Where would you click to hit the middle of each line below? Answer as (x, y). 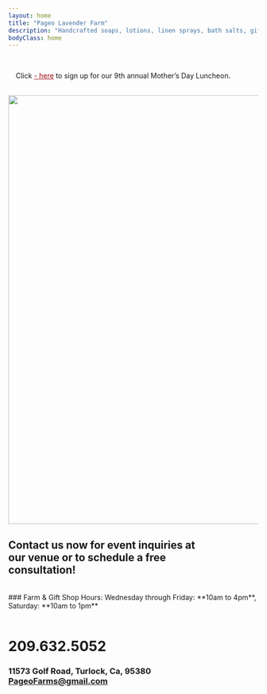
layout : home (30, 16)
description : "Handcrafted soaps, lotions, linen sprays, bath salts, (128, 30)
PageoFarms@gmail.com (58, 681)
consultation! (42, 570)
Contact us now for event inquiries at (102, 545)
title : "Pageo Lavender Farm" (58, 23)
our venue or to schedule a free (87, 557)
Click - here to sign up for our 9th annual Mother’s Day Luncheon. (123, 76)
